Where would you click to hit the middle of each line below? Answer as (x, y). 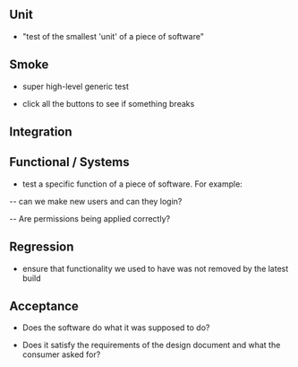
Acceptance (44, 306)
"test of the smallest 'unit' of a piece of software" (113, 36)
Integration (41, 132)
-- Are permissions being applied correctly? (90, 218)
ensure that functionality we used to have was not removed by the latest (155, 268)
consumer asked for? (61, 354)
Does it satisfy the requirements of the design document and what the (151, 345)
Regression (42, 247)
